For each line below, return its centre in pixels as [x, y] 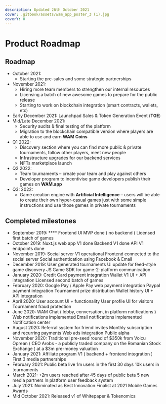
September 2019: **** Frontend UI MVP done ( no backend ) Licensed [84, 233]
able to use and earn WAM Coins [54, 137]
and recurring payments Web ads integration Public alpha [71, 333]
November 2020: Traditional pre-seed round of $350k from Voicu [79, 338]
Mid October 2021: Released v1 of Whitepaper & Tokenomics [74, 396]
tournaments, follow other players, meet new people [73, 153]
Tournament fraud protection [42, 307]
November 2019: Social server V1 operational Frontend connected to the [86, 254]
